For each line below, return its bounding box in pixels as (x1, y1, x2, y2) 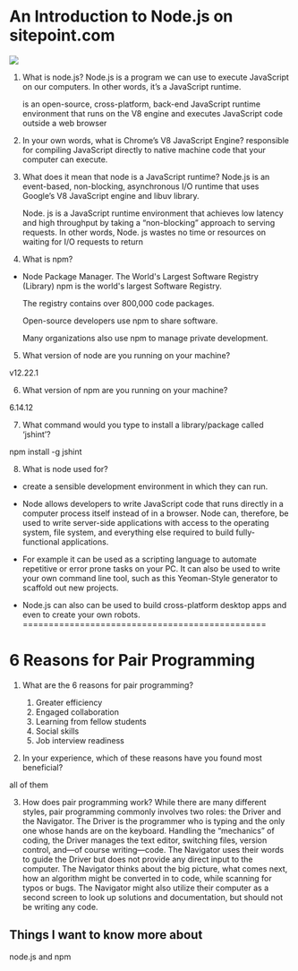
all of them (9, 779, 49, 790)
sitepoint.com (9, 25, 115, 46)
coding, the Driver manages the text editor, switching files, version (21, 835, 268, 846)
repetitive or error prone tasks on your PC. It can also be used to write (21, 563, 281, 574)
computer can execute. (21, 154, 108, 165)
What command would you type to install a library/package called (21, 419, 264, 430)
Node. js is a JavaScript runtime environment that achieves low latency (21, 208, 284, 219)
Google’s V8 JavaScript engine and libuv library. (21, 190, 200, 201)
